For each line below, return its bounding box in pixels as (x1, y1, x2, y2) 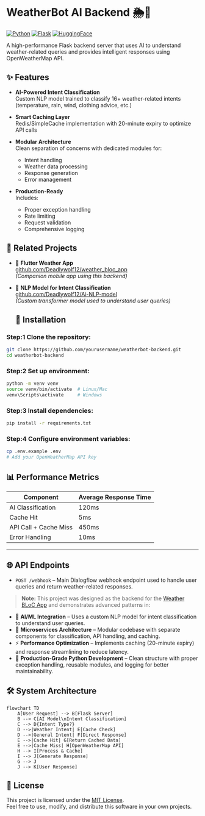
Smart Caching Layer (15, 113, 70, 120)
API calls (15, 126, 38, 134)
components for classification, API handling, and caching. (15, 632, 160, 640)
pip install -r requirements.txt (6, 420, 92, 426)
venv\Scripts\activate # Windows (6, 392, 103, 398)
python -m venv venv (6, 381, 59, 387)
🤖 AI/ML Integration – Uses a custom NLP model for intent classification (15, 613, 197, 620)
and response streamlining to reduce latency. (15, 648, 129, 655)
